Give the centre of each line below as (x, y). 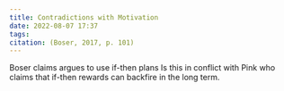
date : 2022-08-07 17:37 (54, 26)
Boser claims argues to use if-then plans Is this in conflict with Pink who (142, 68)
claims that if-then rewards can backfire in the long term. (115, 78)
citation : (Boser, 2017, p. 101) (72, 42)
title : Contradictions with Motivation (84, 17)
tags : (19, 34)
